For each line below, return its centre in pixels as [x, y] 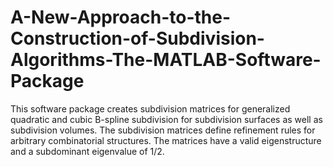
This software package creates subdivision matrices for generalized [150, 108]
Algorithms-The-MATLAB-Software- [166, 60]
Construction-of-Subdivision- [137, 38]
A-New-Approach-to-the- [121, 17]
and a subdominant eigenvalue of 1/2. [87, 151]
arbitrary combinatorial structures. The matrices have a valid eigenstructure [166, 140]
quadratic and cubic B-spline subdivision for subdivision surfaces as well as [166, 119]
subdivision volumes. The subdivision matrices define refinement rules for [163, 130]
